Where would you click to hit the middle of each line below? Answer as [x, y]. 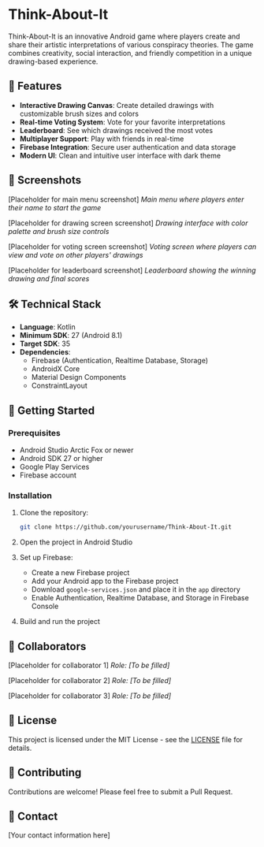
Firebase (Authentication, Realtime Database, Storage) [120, 361]
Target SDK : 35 [45, 344]
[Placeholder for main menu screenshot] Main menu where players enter [126, 199]
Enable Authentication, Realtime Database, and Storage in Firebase [140, 598]
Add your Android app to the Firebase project [105, 581]
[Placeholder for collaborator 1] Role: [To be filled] [89, 665]
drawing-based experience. [53, 61]
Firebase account [48, 475]
